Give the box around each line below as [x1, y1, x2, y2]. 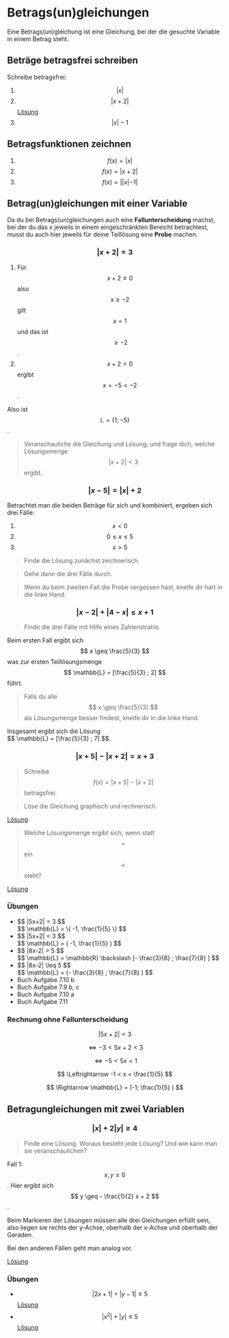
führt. [7, 679, 23, 687]
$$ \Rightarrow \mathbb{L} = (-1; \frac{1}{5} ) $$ [46, 1084, 184, 1092]
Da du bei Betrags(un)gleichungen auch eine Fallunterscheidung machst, [7, 216, 215, 224]
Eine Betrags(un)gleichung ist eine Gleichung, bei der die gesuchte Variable [7, 27, 220, 36]
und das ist [16, 327, 49, 335]
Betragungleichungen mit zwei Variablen [7, 1103, 185, 1115]
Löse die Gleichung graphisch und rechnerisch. [23, 802, 158, 810]
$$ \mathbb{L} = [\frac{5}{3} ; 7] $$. [7, 734, 111, 743]
